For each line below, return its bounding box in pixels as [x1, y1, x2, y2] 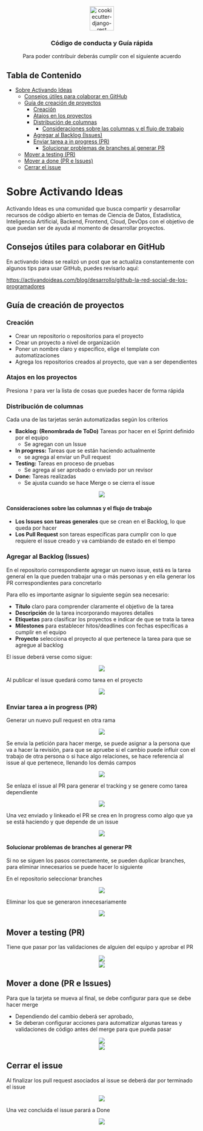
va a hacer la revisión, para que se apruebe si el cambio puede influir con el [6, 746, 196, 753]
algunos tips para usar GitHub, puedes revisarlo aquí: [6, 264, 139, 272]
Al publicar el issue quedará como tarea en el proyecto [6, 676, 143, 683]
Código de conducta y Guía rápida [50, 39, 153, 47]
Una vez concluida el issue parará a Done [6, 1106, 110, 1113]
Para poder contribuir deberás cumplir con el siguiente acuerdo [22, 53, 181, 60]
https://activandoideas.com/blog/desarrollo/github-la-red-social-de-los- [6, 276, 188, 283]
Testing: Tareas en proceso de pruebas [15, 460, 115, 467]
